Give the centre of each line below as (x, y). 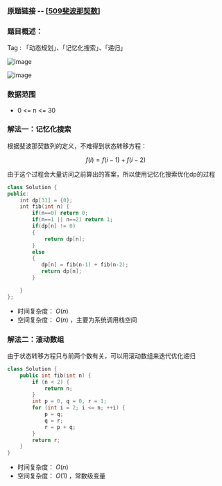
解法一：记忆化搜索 (39, 129)
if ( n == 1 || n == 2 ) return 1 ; (72, 220)
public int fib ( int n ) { (55, 375)
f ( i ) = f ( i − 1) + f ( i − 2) (116, 160)
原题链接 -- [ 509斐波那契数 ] (54, 10)
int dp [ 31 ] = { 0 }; (46, 200)
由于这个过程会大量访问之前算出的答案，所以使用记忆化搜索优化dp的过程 (111, 174)
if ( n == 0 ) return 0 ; (60, 213)
